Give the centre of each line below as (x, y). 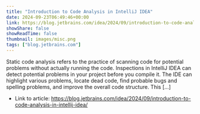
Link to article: (32, 98)
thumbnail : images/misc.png (41, 39)
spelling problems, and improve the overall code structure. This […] (89, 87)
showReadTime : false (32, 34)
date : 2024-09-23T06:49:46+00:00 (48, 17)
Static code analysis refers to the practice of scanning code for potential (95, 61)
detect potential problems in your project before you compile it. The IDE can (99, 74)
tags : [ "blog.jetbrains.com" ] (44, 45)
